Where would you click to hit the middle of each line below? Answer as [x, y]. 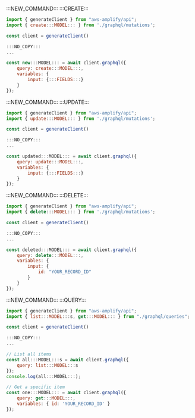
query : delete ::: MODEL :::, [50, 255]
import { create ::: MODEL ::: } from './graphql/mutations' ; [81, 25]
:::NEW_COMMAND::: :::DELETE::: [47, 196]
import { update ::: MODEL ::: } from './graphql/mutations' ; [81, 119]
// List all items [29, 354]
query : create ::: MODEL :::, [50, 69]
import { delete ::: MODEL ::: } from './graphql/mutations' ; [81, 212]
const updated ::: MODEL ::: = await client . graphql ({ [71, 156]
